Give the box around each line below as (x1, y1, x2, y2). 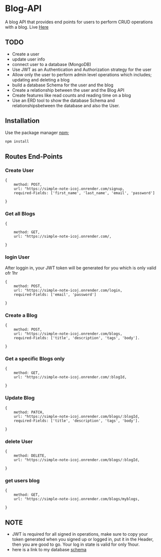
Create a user (12, 51, 40, 57)
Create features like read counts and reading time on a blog (12, 92, 131, 98)
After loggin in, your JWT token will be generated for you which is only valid (5, 265, 157, 271)
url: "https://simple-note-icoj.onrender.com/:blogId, (14, 375, 127, 380)
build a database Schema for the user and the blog (12, 82, 114, 88)
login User (5, 254, 30, 261)
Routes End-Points (5, 152, 63, 161)
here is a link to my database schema (12, 547, 87, 553)
